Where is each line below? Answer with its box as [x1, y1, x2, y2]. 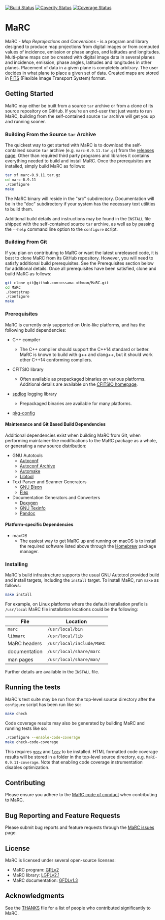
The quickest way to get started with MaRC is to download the [5, 142, 132, 148]
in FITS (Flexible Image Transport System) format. [5, 75, 106, 81]
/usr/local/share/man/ [47, 657, 101, 663]
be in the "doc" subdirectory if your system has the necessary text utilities [5, 201, 156, 206]
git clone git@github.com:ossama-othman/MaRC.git [5, 280, 109, 285]
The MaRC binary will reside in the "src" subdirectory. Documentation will [5, 196, 154, 202]
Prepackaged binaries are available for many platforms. [19, 400, 132, 406]
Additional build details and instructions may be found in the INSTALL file [5, 215, 151, 221]
